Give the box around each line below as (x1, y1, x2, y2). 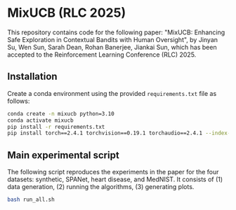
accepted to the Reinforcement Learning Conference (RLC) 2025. (7, 50, 197, 59)
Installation (7, 71, 58, 83)
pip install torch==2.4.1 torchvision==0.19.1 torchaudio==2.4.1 (7, 129, 202, 137)
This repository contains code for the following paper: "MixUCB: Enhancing (7, 28, 225, 36)
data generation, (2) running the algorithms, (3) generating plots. (7, 183, 195, 191)
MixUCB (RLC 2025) (7, 5, 126, 21)
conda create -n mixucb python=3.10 (7, 110, 114, 117)
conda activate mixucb (7, 117, 74, 124)
